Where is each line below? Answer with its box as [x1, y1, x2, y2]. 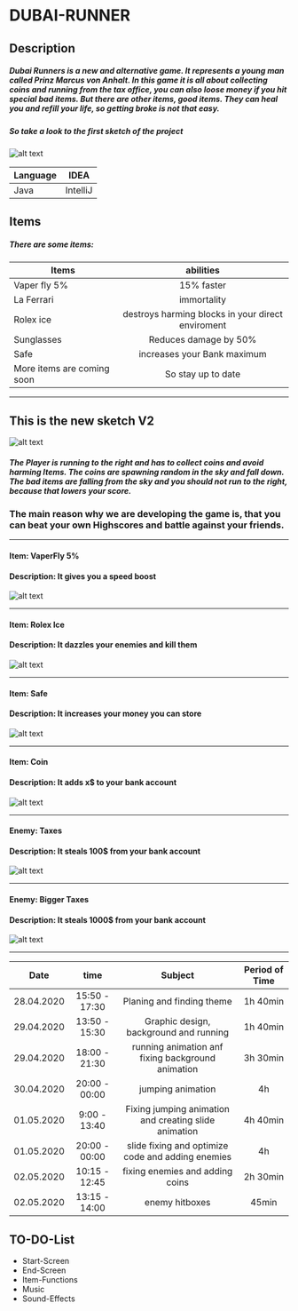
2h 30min [243, 1171, 285, 1183]
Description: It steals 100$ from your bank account [9, 846, 201, 856]
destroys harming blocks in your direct [122, 308, 284, 321]
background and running [126, 1027, 229, 1039]
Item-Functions [21, 1275, 78, 1285]
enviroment [178, 319, 227, 331]
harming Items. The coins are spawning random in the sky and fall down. [9, 466, 285, 477]
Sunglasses [13, 334, 62, 346]
